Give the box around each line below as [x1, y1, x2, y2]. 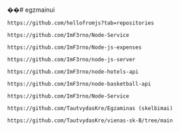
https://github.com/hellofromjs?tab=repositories [7, 20, 155, 26]
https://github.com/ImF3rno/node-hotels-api [7, 68, 139, 75]
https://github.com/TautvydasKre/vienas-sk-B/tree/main [7, 117, 173, 124]
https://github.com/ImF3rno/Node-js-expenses [7, 44, 142, 51]
